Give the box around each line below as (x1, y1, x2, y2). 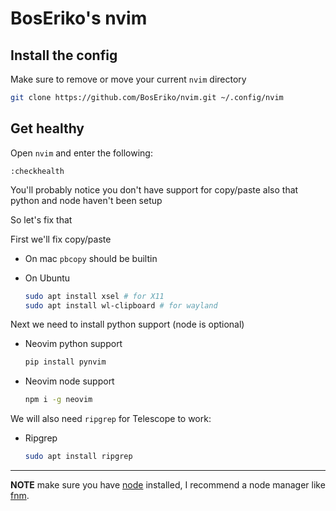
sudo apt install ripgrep (24, 452, 133, 462)
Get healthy (10, 120, 85, 137)
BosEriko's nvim (10, 7, 148, 30)
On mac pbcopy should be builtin (24, 252, 158, 264)
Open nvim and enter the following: (10, 147, 153, 159)
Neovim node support (24, 375, 115, 387)
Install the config (10, 47, 118, 64)
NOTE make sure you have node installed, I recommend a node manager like (10, 479, 326, 491)
